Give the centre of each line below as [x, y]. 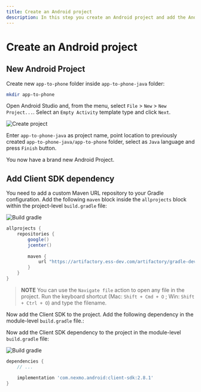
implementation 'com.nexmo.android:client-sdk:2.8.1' [85, 378]
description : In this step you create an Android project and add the [96, 17]
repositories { [36, 234]
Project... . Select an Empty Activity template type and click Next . [89, 112]
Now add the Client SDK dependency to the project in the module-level [94, 332]
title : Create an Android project [49, 12]
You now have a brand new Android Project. [60, 160]
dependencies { [25, 361]
